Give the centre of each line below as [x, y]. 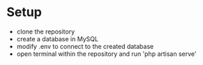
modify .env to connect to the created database [85, 46]
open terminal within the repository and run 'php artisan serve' [106, 54]
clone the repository [46, 31]
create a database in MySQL [58, 38]
